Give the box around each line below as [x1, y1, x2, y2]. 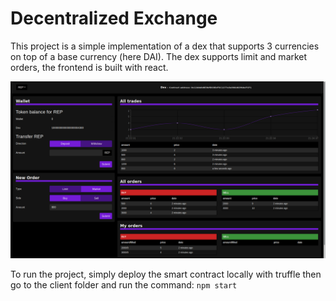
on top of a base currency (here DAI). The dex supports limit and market [10, 50, 308, 62]
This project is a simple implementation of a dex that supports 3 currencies [10, 40, 320, 52]
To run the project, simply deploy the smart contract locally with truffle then [10, 268, 322, 281]
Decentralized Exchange [10, 7, 218, 30]
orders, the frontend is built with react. [10, 61, 169, 73]
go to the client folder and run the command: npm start [10, 279, 238, 291]
